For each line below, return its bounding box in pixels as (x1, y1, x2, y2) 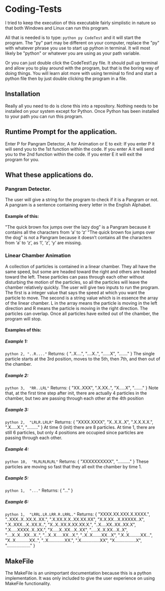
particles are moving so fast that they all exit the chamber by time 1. (5, 464, 142, 470)
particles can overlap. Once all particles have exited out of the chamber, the (5, 311, 159, 316)
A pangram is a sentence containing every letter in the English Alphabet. (5, 202, 152, 208)
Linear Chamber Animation (5, 252, 71, 259)
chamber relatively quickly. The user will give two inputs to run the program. (5, 284, 160, 290)
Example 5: (5, 475, 29, 481)
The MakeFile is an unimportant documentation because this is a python (5, 570, 152, 576)
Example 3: (5, 407, 29, 413)
